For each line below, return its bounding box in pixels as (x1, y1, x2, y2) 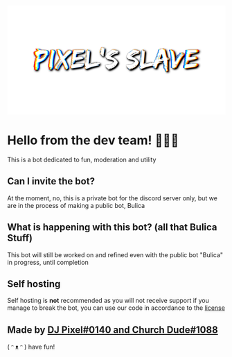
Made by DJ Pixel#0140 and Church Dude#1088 (7, 324, 218, 336)
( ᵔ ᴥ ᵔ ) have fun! (7, 342, 55, 351)
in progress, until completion (7, 258, 89, 266)
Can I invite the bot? (7, 175, 96, 187)
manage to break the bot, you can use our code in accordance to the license (7, 304, 225, 312)
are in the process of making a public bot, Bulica (7, 201, 145, 209)
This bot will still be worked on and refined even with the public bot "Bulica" (7, 250, 224, 259)
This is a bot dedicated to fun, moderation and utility (7, 155, 157, 164)
